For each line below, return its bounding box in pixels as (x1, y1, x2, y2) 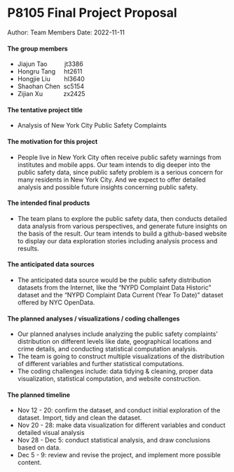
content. (17, 458, 42, 467)
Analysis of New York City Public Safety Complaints (17, 121, 167, 130)
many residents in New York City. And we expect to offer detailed (17, 175, 206, 184)
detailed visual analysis (17, 429, 85, 437)
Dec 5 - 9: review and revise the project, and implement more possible (17, 451, 221, 459)
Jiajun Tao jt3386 (17, 60, 84, 68)
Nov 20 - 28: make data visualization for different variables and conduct (17, 421, 226, 429)
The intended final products (7, 198, 90, 208)
